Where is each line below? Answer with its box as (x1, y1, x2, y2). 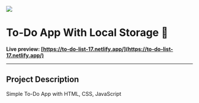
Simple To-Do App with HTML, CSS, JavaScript (6, 90, 121, 97)
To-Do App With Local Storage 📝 (6, 26, 169, 40)
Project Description (6, 75, 79, 85)
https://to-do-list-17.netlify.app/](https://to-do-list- (43, 45, 174, 53)
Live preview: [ (6, 45, 43, 53)
